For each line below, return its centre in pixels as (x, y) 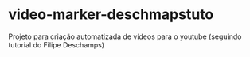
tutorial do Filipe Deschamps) (57, 44)
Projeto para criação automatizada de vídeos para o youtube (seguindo (125, 36)
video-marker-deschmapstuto (111, 15)
